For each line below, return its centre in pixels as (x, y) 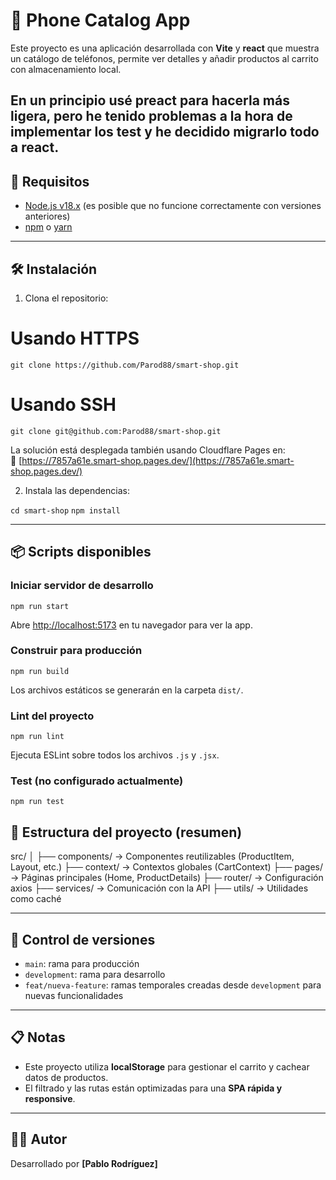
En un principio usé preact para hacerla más (150, 100)
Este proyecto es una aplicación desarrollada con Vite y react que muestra (165, 48)
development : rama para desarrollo (95, 975)
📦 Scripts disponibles (81, 552)
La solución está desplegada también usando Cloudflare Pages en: (148, 450)
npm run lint (37, 737)
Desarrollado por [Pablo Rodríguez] (84, 1163)
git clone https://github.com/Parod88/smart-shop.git (125, 365)
